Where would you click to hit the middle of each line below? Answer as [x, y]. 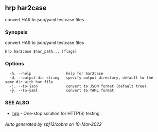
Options [15, 64]
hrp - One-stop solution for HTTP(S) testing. [56, 113]
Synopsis [16, 32]
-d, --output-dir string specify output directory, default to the [81, 78]
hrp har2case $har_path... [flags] [41, 52]
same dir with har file [29, 82]
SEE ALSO [17, 103]
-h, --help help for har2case [56, 74]
